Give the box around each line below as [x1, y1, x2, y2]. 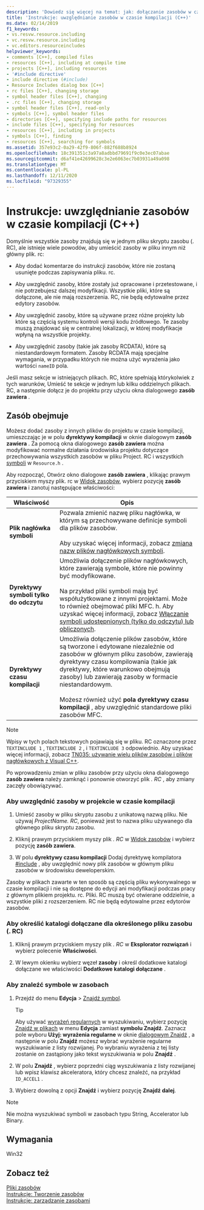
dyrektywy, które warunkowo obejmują [59, 665, 171, 673]
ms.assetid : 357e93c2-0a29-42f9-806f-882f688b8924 [6, 144, 137, 151]
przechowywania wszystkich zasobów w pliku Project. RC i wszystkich [6, 453, 184, 460]
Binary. [6, 1116, 24, 1124]
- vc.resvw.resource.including [6, 37, 86, 43]
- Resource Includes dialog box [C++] [6, 83, 104, 89]
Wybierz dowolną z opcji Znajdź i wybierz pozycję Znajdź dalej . [15, 1087, 176, 1094]
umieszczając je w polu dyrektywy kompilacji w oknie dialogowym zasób [6, 433, 192, 440]
